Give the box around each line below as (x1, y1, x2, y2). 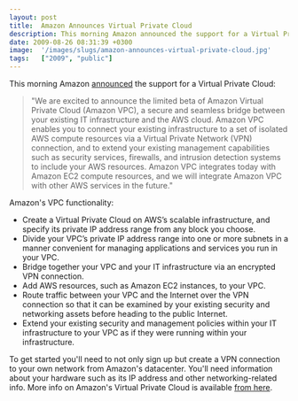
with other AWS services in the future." (30, 181, 173, 190)
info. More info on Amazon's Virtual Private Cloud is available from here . (9, 382, 273, 392)
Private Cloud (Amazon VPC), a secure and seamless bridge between (30, 105, 286, 115)
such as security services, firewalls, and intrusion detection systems (30, 152, 281, 162)
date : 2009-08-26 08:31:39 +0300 (9, 37, 133, 47)
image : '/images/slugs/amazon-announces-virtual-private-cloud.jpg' (9, 46, 272, 55)
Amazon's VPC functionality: (9, 197, 114, 208)
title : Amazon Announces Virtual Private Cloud (9, 21, 192, 30)
